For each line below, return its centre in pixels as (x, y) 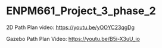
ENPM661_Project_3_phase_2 (81, 11)
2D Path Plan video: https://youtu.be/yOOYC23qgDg (71, 27)
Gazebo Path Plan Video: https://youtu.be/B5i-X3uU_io (73, 39)
